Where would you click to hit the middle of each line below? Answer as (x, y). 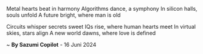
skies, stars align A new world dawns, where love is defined (81, 33)
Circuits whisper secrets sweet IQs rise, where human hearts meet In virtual (101, 27)
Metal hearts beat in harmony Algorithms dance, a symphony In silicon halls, (102, 9)
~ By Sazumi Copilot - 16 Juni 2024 (51, 45)
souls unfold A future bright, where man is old (64, 15)
